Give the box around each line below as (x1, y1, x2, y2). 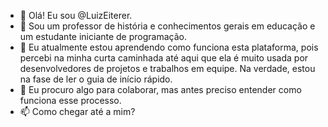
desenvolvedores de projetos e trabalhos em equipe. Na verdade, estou (19, 63, 316, 74)
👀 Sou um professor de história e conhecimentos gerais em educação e (19, 20, 316, 32)
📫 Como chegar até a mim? (19, 106, 136, 117)
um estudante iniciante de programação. (19, 31, 187, 42)
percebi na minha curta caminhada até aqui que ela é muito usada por (19, 52, 309, 64)
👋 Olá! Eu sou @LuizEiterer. (19, 10, 133, 21)
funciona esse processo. (19, 95, 122, 106)
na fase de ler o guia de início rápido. (19, 73, 173, 85)
